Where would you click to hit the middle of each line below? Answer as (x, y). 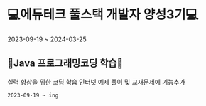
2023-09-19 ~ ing (33, 95)
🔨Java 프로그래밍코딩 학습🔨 (65, 64)
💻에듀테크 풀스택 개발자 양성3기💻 (103, 15)
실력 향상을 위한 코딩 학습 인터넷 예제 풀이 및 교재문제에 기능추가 (97, 82)
